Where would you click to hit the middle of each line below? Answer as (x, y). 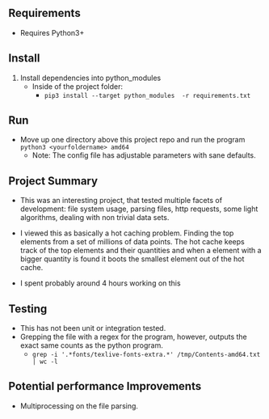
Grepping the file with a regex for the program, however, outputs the (134, 337)
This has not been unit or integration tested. (93, 328)
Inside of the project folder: (78, 86)
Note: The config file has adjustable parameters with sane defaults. (144, 155)
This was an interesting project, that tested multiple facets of (121, 201)
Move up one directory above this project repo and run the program (132, 140)
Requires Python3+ (52, 32)
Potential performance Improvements (105, 386)
